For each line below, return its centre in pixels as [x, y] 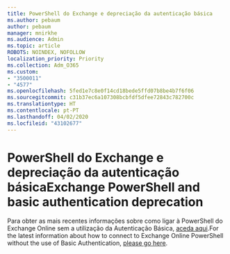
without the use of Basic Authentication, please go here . [88, 243]
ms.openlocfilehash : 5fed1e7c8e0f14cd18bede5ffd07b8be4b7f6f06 [101, 91]
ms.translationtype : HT [42, 104]
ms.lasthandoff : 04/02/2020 [48, 117]
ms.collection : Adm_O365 [43, 65]
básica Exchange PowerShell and [104, 187]
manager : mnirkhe [32, 33]
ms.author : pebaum [34, 20]
